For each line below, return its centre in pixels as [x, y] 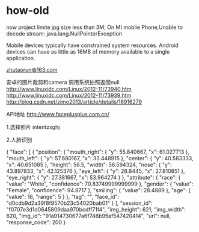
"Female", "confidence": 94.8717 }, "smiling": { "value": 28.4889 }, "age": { [99, 190]
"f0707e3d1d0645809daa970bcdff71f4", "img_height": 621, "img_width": [96, 209]
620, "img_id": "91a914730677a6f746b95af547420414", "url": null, [89, 216]
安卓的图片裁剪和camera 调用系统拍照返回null [63, 82]
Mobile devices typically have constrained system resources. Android [92, 45]
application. [21, 58]
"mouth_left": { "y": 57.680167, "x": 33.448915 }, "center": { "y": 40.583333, [100, 158]
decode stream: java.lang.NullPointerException [64, 33]
